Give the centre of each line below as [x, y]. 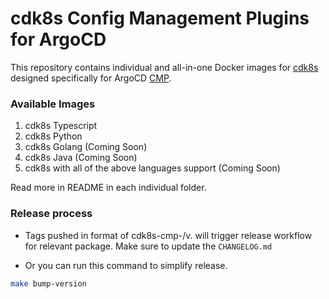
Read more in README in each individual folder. [108, 188]
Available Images [53, 104]
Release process [51, 214]
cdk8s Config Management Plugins [160, 18]
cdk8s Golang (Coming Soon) [86, 147]
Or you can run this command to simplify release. [126, 265]
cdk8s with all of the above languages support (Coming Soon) [152, 168]
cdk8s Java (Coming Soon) [81, 158]
